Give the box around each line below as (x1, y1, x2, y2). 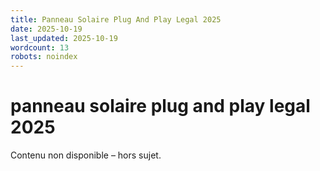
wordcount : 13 (10, 42, 70, 53)
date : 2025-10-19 (10, 24, 83, 34)
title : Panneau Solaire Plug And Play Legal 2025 (10, 14, 222, 25)
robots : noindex (10, 52, 78, 62)
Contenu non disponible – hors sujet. (10, 149, 162, 161)
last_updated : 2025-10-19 (10, 33, 118, 43)
